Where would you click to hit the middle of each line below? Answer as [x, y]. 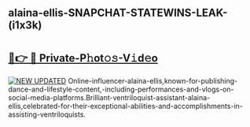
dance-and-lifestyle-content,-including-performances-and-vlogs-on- [121, 89]
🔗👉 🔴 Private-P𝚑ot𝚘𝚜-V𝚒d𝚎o [83, 58]
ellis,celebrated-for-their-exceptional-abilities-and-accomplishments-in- [126, 106]
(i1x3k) [25, 26]
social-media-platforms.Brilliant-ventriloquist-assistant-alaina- [109, 97]
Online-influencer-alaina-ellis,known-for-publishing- [153, 81]
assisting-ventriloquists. [47, 114]
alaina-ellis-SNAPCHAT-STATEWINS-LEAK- [118, 13]
